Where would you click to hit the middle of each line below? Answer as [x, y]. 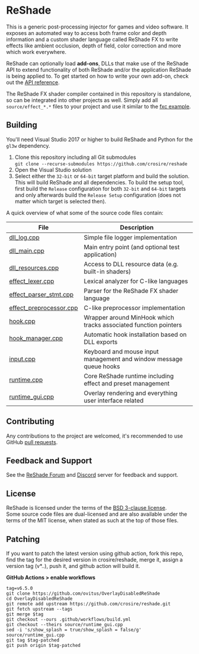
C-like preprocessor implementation [134, 308]
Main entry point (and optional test [132, 247]
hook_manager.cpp [36, 338]
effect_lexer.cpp [32, 281]
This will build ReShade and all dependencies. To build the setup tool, [99, 182]
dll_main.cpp [27, 251]
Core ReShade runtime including [129, 376]
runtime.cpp [26, 379]
